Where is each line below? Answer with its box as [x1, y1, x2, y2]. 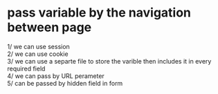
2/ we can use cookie [7, 50, 69, 58]
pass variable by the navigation [7, 5, 192, 21]
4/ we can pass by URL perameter [7, 71, 105, 80]
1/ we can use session [7, 42, 71, 50]
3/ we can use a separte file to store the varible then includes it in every [7, 57, 212, 65]
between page [7, 19, 92, 35]
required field [7, 64, 46, 73]
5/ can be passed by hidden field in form [7, 79, 123, 87]
